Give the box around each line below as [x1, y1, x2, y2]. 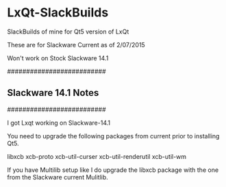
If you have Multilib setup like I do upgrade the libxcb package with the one [7, 166, 219, 174]
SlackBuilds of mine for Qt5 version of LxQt [7, 27, 129, 36]
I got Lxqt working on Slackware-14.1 [7, 119, 111, 127]
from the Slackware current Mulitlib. [7, 173, 108, 181]
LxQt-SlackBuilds [7, 5, 109, 21]
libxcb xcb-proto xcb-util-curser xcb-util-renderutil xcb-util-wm [7, 152, 187, 160]
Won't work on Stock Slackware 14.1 [7, 53, 109, 62]
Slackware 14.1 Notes [7, 87, 99, 99]
